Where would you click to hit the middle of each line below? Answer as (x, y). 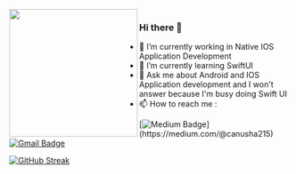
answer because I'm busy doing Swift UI (214, 94)
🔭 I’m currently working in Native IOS (207, 47)
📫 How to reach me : (178, 104)
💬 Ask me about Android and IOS (200, 75)
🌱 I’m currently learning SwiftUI (197, 66)
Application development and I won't (206, 84)
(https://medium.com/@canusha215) (206, 134)
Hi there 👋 (161, 28)
